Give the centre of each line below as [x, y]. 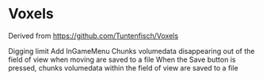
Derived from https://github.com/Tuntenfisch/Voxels [93, 36]
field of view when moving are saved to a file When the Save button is [122, 59]
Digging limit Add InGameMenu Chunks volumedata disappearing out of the [131, 51]
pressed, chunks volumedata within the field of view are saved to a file [124, 67]
